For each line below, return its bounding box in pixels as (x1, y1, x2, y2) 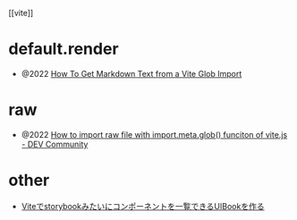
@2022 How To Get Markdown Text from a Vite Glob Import (21, 68, 242, 79)
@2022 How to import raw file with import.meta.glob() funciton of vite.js (21, 129, 288, 140)
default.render (8, 39, 119, 59)
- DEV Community (21, 139, 89, 149)
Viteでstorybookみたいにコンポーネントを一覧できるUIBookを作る (21, 200, 265, 211)
